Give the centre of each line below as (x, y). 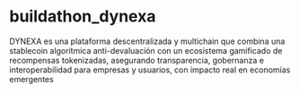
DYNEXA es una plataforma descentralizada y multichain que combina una (147, 41)
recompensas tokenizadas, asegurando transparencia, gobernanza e (137, 60)
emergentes (31, 79)
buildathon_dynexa (83, 17)
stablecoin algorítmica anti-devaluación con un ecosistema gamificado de (146, 50)
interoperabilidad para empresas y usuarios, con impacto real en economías (150, 70)
